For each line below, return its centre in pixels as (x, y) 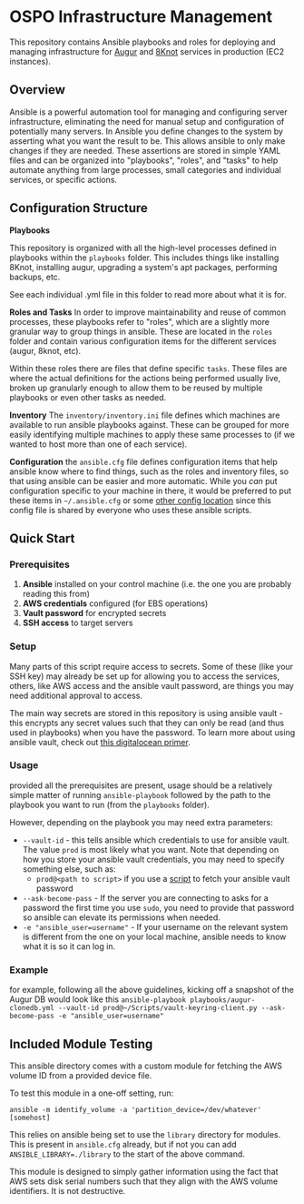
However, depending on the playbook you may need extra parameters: (142, 822)
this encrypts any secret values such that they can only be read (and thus (147, 723)
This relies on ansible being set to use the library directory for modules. (145, 1134)
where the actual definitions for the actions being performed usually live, (145, 378)
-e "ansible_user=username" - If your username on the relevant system (155, 926)
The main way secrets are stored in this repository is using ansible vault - (146, 713)
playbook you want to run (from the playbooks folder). (110, 804)
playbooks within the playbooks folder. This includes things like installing (144, 258)
